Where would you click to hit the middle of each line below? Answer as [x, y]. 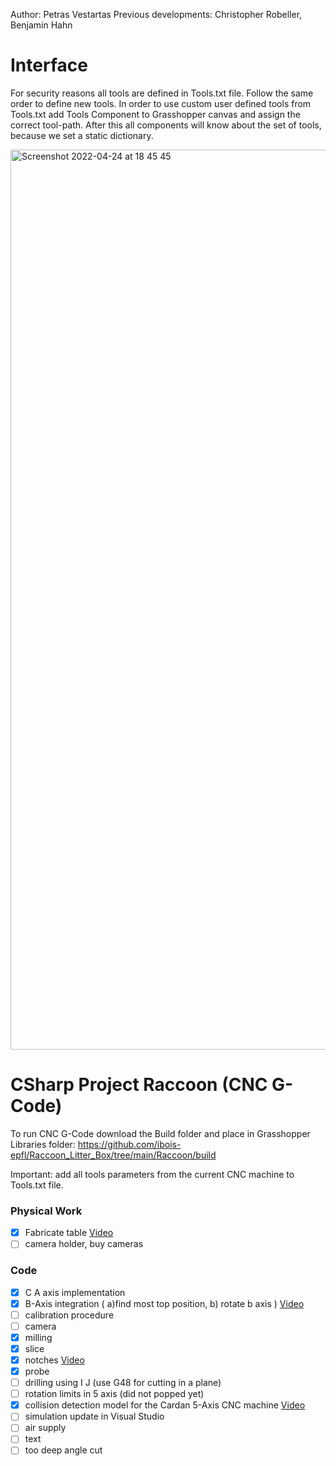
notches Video [54, 1360]
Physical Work [46, 1211]
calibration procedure [69, 1315]
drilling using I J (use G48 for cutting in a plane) [123, 1383]
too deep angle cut [63, 1450]
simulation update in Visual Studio [94, 1416]
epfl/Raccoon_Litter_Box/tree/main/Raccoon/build [113, 1155]
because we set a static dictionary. [82, 135]
